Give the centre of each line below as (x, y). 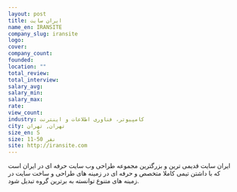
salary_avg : (25, 86)
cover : (18, 47)
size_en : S (24, 132)
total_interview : (34, 80)
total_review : (29, 73)
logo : (16, 40)
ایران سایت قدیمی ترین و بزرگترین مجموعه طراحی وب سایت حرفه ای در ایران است (119, 166)
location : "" (27, 67)
